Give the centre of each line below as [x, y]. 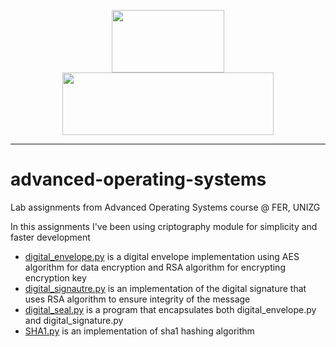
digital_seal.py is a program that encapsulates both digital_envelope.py [170, 309]
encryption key [55, 277]
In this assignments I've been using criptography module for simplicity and [164, 226]
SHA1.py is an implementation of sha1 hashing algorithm [139, 331]
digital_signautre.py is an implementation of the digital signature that [165, 288]
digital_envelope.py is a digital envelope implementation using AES [162, 256]
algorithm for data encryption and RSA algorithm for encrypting [155, 267]
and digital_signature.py [74, 320]
